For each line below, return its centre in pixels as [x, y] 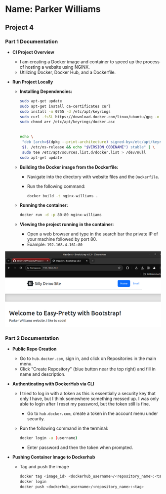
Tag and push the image [44, 466]
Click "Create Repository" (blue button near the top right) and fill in [87, 369]
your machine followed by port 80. [62, 239]
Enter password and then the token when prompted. [80, 447]
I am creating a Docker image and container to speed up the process [89, 62]
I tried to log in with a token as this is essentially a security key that [87, 394]
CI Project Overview [33, 52]
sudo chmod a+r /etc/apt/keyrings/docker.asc [67, 122]
